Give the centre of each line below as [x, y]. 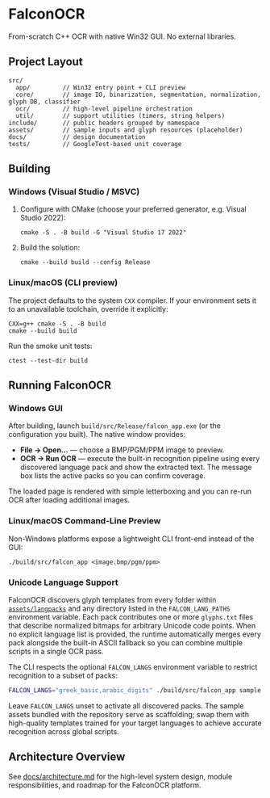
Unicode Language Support [63, 582]
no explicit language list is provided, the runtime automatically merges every [135, 634]
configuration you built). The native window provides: [97, 435]
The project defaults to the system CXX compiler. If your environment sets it [132, 300]
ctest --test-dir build [48, 360]
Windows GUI [35, 409]
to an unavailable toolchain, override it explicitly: [88, 309]
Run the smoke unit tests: [50, 346]
